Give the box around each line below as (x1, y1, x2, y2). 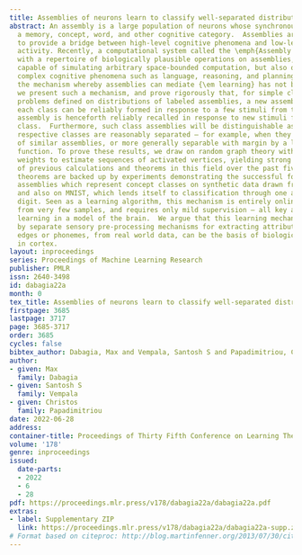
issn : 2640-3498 (9, 273, 70, 282)
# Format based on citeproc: (9, 532, 119, 541)
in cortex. (17, 239, 58, 248)
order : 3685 (9, 331, 54, 340)
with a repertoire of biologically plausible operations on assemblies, (17, 55, 296, 64)
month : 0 (9, 289, 42, 298)
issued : (9, 456, 39, 466)
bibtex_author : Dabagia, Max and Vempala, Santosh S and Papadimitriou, (9, 347, 288, 356)
